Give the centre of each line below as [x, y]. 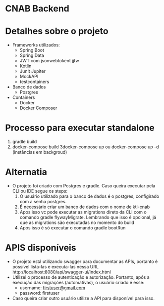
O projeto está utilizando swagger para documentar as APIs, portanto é [85, 261]
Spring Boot [32, 50]
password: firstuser [40, 293]
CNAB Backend [37, 9]
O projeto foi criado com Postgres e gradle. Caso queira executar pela [84, 186]
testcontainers [34, 82]
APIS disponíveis [41, 248]
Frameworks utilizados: [36, 45]
